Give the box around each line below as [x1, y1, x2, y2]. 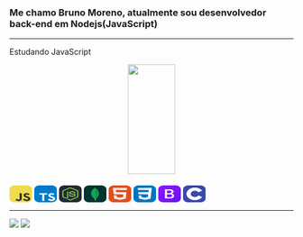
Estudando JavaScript [9, 47, 92, 58]
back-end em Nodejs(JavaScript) [9, 17, 158, 30]
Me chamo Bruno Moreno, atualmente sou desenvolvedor [9, 6, 267, 19]
